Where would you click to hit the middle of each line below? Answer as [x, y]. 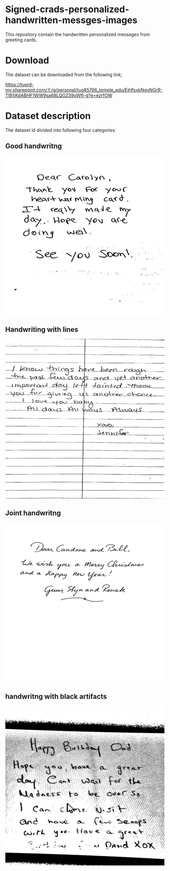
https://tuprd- [20, 84]
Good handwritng [34, 146]
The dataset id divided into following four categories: [61, 130]
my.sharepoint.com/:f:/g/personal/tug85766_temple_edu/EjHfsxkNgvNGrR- [84, 90]
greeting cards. [21, 40]
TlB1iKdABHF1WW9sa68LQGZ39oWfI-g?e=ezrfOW [59, 95]
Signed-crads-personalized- [67, 9]
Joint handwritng [33, 513]
